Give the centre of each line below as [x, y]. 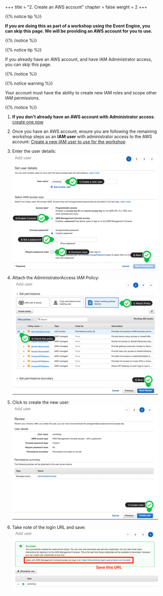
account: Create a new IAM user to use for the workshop [69, 142]
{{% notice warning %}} [29, 83]
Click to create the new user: [41, 402]
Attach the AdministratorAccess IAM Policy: [56, 278]
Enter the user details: [34, 151]
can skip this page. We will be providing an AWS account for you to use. [79, 31]
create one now [28, 122]
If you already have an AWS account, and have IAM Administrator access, [79, 59]
